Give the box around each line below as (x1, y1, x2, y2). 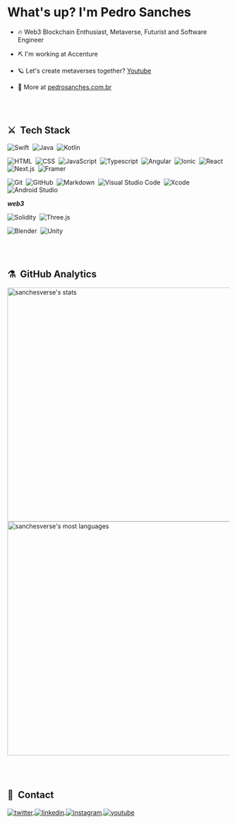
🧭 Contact (7, 789, 54, 801)
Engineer (17, 35, 44, 44)
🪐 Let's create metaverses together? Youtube (17, 66, 152, 75)
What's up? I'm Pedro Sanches (7, 4, 192, 20)
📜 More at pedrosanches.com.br (17, 83, 112, 91)
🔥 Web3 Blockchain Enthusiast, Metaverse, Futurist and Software (17, 28, 207, 36)
